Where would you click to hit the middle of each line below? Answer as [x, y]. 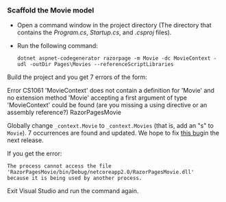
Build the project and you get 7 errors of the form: [77, 77]
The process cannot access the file [59, 166]
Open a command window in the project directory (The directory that [114, 25]
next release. [25, 140]
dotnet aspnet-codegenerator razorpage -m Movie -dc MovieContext [114, 58]
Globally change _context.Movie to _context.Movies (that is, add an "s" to [111, 126]
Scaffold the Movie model [51, 10]
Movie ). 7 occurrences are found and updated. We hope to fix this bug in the [113, 133]
